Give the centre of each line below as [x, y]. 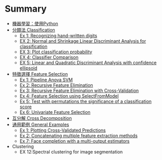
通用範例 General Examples [40, 124]
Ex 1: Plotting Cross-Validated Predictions [63, 130]
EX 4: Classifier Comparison [49, 57]
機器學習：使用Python [35, 23]
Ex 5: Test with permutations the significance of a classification [86, 101]
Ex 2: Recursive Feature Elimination [56, 85]
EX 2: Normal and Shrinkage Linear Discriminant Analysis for [83, 41]
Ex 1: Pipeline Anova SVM [46, 80]
